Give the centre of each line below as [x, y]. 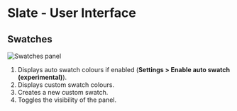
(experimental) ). [42, 77]
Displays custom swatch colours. [66, 85]
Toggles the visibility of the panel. [67, 100]
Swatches [30, 39]
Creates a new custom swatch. [63, 92]
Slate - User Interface [72, 13]
